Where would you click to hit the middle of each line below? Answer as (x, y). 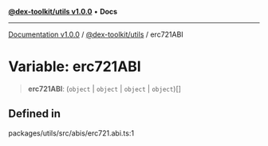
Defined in (35, 114)
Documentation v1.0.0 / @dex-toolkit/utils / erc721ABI (96, 34)
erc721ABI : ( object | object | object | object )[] (104, 89)
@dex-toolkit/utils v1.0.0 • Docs (63, 12)
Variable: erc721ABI (75, 67)
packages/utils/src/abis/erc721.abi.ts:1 (71, 133)
